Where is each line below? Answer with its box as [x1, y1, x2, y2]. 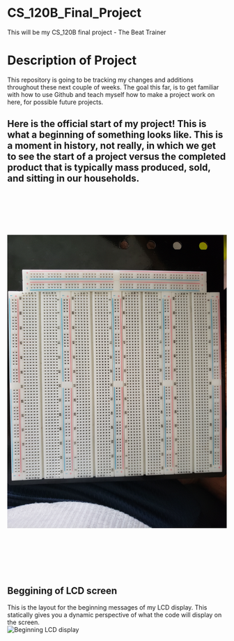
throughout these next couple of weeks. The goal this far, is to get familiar [7, 82, 219, 91]
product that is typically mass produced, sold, [7, 162, 211, 174]
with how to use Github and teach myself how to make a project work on [7, 90, 215, 98]
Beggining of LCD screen [7, 584, 118, 596]
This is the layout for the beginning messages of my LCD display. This [7, 603, 208, 612]
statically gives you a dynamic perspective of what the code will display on [7, 611, 222, 619]
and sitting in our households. [7, 172, 140, 184]
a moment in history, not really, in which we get [7, 140, 216, 152]
